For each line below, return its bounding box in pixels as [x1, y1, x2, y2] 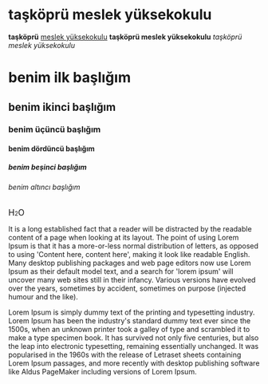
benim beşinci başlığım [8, 162, 87, 172]
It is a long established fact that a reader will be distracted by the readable [8, 224, 253, 233]
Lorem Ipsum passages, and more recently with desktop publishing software [8, 358, 260, 368]
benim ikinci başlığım [8, 100, 116, 113]
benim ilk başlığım [8, 69, 132, 87]
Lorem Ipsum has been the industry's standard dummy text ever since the [8, 315, 251, 325]
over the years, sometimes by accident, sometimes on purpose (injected [8, 283, 246, 293]
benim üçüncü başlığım [8, 124, 101, 135]
